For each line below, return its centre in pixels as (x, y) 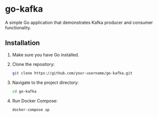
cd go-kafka (24, 91)
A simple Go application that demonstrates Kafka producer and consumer (79, 22)
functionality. (18, 27)
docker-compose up (31, 110)
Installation (22, 43)
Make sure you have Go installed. (46, 55)
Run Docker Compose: (35, 100)
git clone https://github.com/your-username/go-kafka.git (72, 73)
